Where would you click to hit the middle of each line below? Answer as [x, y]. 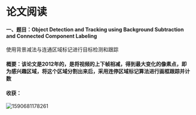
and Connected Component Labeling [52, 36]
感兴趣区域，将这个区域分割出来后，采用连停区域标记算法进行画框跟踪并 [98, 71]
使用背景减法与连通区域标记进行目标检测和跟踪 [62, 49]
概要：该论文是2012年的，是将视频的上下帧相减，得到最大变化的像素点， [94, 64]
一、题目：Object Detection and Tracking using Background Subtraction [95, 29]
